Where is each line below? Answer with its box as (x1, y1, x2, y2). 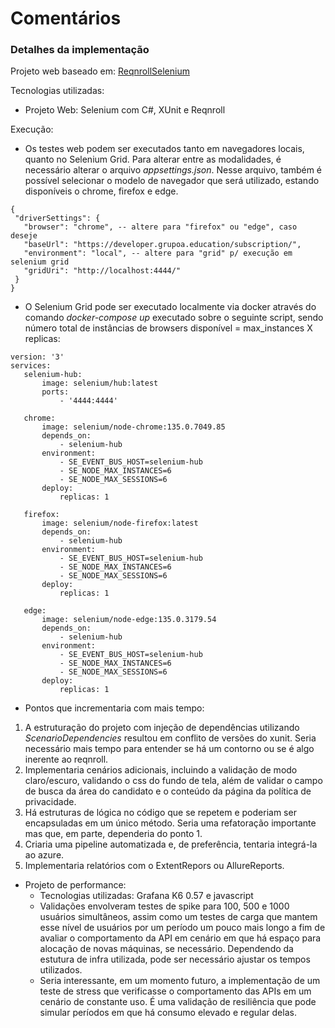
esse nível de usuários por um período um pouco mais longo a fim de (39, 922, 326, 934)
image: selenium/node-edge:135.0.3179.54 (41, 615, 217, 625)
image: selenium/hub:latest (41, 378, 159, 389)
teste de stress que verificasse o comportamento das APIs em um (39, 985, 312, 997)
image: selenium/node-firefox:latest (41, 518, 199, 529)
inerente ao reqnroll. (24, 753, 109, 766)
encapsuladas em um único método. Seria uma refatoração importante (24, 817, 317, 829)
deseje (10, 231, 38, 241)
